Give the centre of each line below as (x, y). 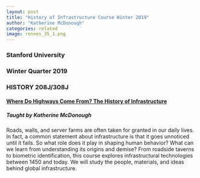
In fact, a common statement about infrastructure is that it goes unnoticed (98, 137)
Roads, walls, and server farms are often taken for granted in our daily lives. (100, 130)
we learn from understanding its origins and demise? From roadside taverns (100, 149)
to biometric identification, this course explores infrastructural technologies (100, 156)
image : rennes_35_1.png (36, 34)
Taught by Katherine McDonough (49, 115)
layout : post (23, 12)
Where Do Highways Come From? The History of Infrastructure (87, 101)
